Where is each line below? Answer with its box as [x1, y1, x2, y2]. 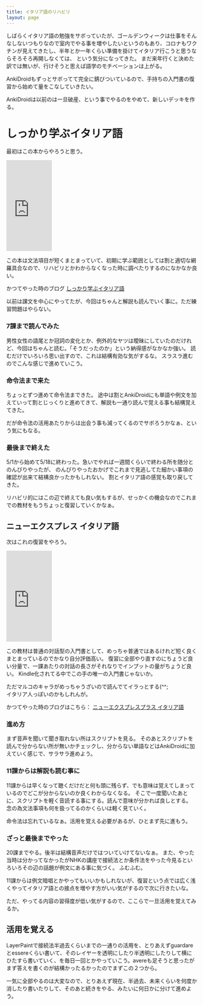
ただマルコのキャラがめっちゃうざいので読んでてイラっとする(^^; [6, 683, 168, 690]
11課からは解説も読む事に [6, 767, 81, 775]
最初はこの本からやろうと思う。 [6, 148, 86, 155]
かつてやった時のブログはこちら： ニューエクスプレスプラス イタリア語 [6, 704, 184, 711]
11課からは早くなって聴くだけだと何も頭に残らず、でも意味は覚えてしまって [6, 781, 195, 789]
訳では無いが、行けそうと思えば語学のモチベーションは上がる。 [6, 62, 165, 70]
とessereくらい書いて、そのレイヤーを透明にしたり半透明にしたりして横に [6, 949, 193, 957]
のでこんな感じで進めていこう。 [6, 359, 86, 367]
